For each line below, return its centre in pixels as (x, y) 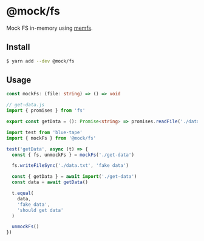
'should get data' (40, 210)
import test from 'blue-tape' (45, 132)
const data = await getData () (50, 182)
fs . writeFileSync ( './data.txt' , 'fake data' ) (70, 166)
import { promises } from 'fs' (46, 110)
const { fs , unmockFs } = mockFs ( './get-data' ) (73, 155)
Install (18, 47)
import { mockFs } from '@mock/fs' (51, 138)
